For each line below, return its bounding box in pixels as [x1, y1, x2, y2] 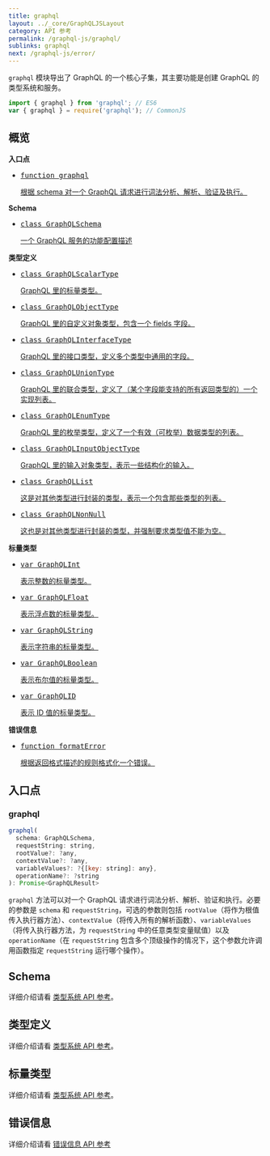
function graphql [19, 171, 89, 180]
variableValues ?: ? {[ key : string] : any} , [15, 864, 158, 873]
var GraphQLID [19, 691, 77, 700]
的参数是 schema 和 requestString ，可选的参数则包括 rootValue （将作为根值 [8, 905, 260, 915]
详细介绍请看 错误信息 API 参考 [8, 1139, 112, 1149]
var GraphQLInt [19, 559, 81, 569]
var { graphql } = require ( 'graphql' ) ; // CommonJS [8, 106, 186, 114]
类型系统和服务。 [8, 83, 65, 92]
